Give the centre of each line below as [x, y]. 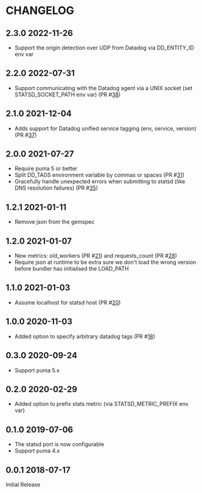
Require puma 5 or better [46, 169]
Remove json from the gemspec [54, 222]
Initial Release [23, 484]
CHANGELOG [40, 11]
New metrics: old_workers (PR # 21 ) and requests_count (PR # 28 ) [96, 256]
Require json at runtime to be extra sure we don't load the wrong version [105, 262]
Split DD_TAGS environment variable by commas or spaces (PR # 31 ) [99, 175]
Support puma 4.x [37, 451]
